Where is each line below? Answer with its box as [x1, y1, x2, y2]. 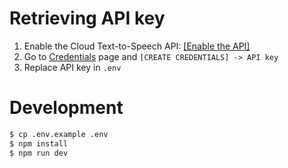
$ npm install [9, 138, 69, 149]
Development [9, 97, 124, 119]
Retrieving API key [9, 7, 166, 30]
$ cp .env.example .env [9, 129, 109, 139]
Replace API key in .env [23, 61, 122, 73]
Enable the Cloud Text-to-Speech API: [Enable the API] [23, 40, 251, 52]
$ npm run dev [9, 148, 69, 158]
